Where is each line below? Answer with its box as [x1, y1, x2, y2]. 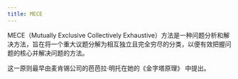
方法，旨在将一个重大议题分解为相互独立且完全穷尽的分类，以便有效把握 [13, 40, 225, 48]
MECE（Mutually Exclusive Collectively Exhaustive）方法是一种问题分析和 [7, 31, 224, 39]
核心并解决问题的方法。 [19, 48, 89, 57]
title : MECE [7, 10, 43, 18]
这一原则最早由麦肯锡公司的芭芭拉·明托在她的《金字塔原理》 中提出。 [7, 63, 210, 72]
